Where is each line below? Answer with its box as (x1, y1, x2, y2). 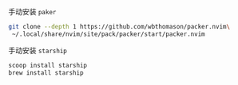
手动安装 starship (8, 45, 68, 55)
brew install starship (8, 68, 84, 77)
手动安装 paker (8, 7, 57, 16)
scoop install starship (8, 61, 88, 69)
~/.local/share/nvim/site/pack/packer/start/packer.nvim (11, 30, 205, 38)
